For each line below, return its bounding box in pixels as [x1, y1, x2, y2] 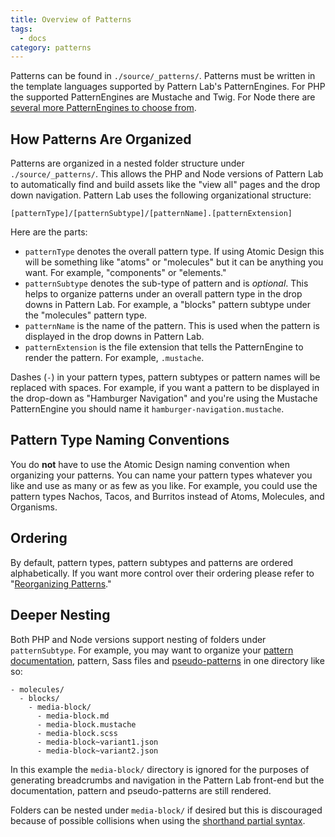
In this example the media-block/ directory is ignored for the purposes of [10, 763, 310, 775]
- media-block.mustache [36, 719, 137, 730]
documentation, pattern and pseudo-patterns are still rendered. [10, 784, 272, 796]
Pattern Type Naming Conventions [10, 432, 230, 449]
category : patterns [10, 42, 92, 53]
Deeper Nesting [10, 607, 111, 624]
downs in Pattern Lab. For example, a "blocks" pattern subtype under [24, 299, 312, 311]
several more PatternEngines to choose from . [10, 102, 197, 114]
